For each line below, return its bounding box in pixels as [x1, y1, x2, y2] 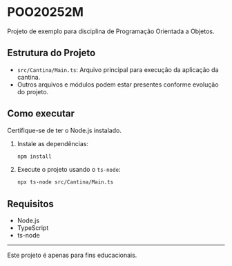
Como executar [7, 108, 75, 120]
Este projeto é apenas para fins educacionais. [7, 251, 137, 260]
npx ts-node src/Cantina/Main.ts [17, 179, 114, 186]
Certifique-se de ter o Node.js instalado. [7, 126, 122, 134]
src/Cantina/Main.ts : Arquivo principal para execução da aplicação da [17, 65, 219, 73]
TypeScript [17, 224, 49, 232]
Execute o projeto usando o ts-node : [17, 166, 121, 174]
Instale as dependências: [17, 139, 88, 148]
